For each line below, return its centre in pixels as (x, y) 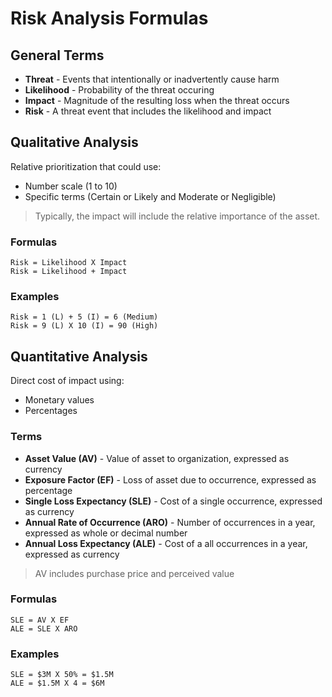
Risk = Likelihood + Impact (69, 272)
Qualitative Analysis (74, 142)
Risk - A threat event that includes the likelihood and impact (148, 111)
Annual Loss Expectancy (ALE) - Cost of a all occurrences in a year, (166, 543)
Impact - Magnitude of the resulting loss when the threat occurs (157, 100)
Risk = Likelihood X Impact (69, 263)
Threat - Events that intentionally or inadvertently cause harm (152, 79)
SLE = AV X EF (40, 620)
